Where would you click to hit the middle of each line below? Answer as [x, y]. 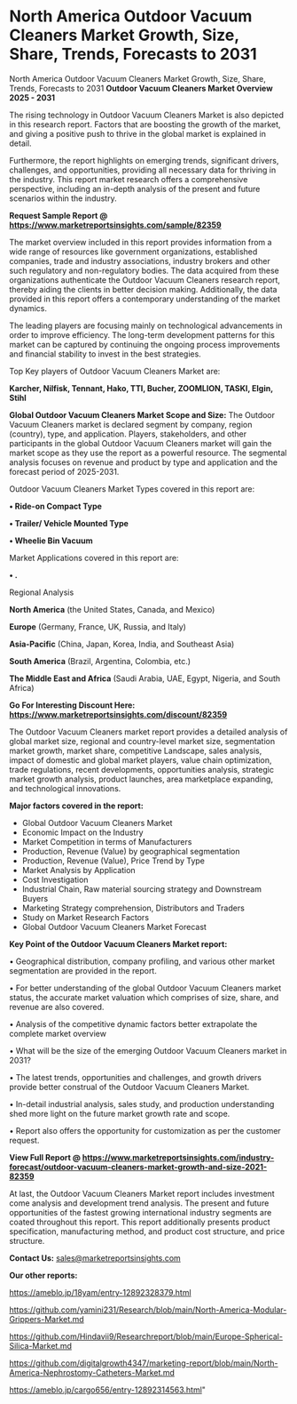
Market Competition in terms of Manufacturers [107, 841]
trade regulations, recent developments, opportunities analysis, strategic [142, 769]
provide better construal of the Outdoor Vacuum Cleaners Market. [129, 1087]
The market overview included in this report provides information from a [141, 242]
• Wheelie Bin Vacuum [51, 541]
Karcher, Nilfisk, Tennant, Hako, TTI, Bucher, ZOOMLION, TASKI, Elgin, [141, 388]
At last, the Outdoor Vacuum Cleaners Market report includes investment [142, 1193]
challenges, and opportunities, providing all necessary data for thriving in [143, 170]
